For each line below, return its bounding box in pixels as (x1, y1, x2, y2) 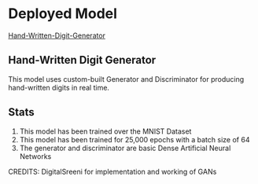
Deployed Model (8, 5, 118, 23)
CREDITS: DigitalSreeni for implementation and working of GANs (8, 167, 217, 176)
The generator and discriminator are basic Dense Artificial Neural (19, 143, 231, 153)
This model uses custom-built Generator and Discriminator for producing (8, 74, 245, 83)
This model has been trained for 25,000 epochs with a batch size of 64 (19, 134, 250, 144)
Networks (19, 151, 52, 161)
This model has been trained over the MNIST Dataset (19, 127, 192, 136)
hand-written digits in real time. (8, 83, 110, 92)
